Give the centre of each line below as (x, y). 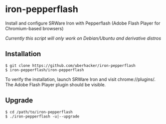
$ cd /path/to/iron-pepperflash (39, 112)
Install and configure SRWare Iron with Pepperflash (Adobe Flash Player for (83, 23)
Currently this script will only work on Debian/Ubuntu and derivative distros (83, 38)
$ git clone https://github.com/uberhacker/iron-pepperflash (70, 66)
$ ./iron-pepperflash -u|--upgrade (42, 116)
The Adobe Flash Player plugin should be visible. (56, 84)
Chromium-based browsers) (34, 28)
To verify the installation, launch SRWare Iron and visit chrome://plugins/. (80, 79)
